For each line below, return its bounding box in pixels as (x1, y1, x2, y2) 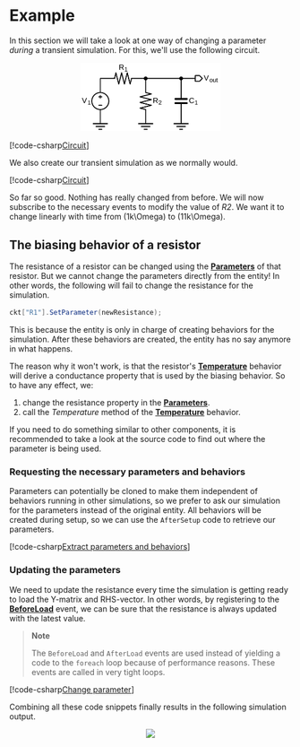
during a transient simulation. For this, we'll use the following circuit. (9, 44, 261, 55)
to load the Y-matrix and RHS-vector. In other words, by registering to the (9, 594, 280, 604)
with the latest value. (9, 612, 86, 623)
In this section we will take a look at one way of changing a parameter (9, 35, 267, 46)
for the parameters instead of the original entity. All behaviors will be (9, 505, 262, 516)
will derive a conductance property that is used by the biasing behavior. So (9, 370, 286, 381)
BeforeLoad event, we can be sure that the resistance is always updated (9, 603, 278, 614)
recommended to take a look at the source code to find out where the (9, 434, 266, 445)
